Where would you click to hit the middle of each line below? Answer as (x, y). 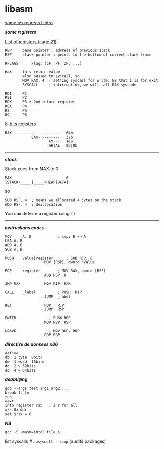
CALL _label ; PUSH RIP (43, 292)
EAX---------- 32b (52, 137)
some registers (21, 32)
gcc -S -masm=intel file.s (32, 432)
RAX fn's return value (32, 72)
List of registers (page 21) (31, 41)
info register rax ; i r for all (41, 405)
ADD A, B (14, 245)
